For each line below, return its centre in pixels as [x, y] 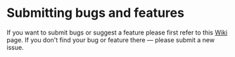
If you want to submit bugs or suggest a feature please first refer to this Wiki [117, 32]
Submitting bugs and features [95, 13]
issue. [15, 47]
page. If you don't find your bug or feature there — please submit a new [111, 39]
